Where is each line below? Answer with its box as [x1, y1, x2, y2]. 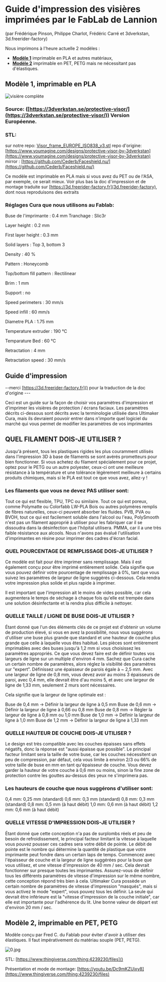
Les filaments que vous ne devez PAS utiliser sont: [5, 487, 129, 494]
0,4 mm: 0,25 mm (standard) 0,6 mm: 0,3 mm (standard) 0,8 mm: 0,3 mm [5, 796, 155, 802]
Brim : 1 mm [5, 280, 29, 286]
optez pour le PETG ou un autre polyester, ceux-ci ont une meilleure [5, 464, 144, 470]
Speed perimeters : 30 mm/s [5, 300, 63, 305]
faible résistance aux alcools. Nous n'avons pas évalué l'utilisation [5, 530, 140, 536]
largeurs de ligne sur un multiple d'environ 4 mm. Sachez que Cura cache [5, 656, 156, 662]
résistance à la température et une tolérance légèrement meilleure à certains [5, 469, 162, 475]
